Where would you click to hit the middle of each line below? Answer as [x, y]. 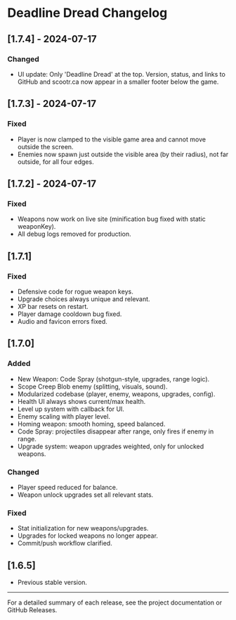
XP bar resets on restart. [53, 306]
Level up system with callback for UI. [71, 409]
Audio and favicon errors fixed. [62, 321]
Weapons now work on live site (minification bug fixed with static [111, 219]
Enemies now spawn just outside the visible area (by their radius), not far [123, 154]
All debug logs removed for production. [74, 234]
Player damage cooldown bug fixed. [70, 314]
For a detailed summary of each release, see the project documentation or [115, 602]
